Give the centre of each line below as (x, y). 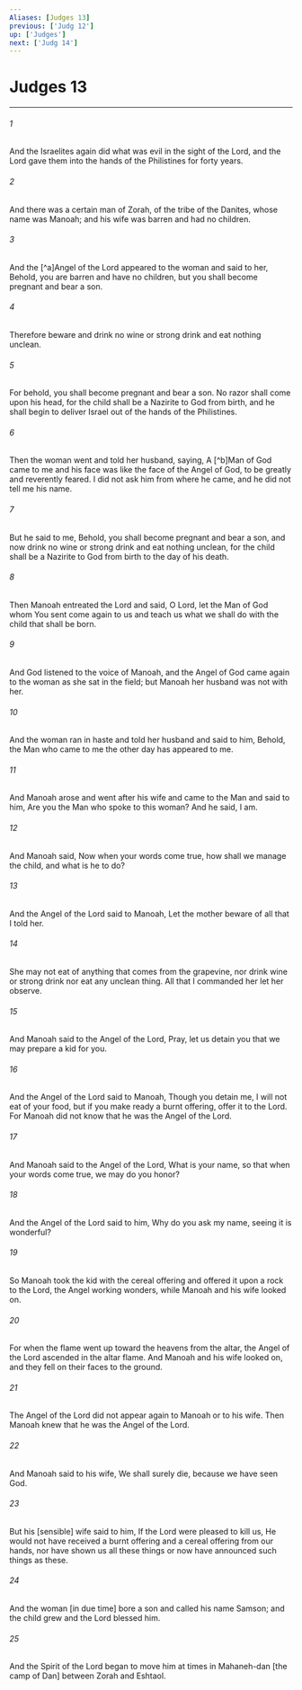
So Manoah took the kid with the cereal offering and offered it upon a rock (147, 1280)
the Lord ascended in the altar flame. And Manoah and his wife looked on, (146, 1358)
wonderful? (31, 1232)
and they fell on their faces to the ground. (86, 1367)
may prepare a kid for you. (58, 1049)
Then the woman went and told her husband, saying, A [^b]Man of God (141, 460)
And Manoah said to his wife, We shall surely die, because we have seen (144, 1473)
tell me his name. (41, 489)
